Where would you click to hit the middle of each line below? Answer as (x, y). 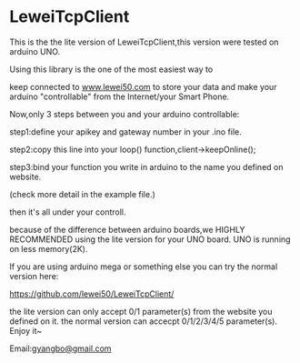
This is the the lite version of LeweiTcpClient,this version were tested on (144, 42)
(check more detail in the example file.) (83, 194)
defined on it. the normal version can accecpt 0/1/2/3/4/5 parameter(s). (143, 321)
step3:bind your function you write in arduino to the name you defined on (146, 166)
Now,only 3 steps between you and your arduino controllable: (125, 114)
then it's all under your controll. (68, 212)
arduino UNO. (35, 51)
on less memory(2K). (49, 248)
